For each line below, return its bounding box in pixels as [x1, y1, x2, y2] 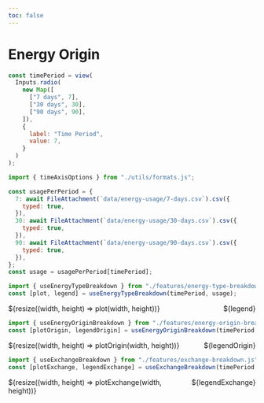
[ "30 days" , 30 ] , [28, 101, 86, 109]
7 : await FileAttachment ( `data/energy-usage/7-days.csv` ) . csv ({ [15, 194, 230, 203]
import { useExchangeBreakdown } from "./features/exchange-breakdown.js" [8, 356, 258, 364]
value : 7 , [28, 137, 61, 146]
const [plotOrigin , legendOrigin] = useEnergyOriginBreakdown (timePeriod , [8, 326, 258, 335]
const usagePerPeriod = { [8, 187, 93, 195]
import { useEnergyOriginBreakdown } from [8, 320, 149, 327]
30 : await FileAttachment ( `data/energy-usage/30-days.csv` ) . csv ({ [15, 217, 237, 225]
